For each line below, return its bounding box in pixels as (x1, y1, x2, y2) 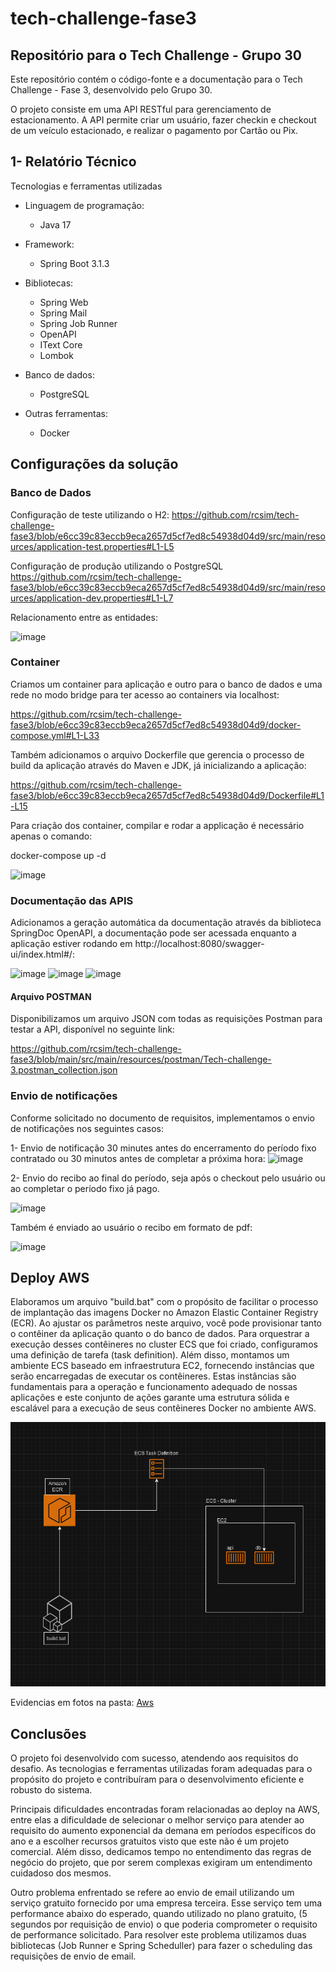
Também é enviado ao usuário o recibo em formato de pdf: (10, 1221, 253, 1233)
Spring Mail (39, 307, 88, 319)
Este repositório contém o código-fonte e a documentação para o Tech (10, 73, 303, 85)
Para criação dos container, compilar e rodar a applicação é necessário (10, 819, 305, 831)
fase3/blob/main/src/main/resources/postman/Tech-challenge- (10, 1053, 272, 1066)
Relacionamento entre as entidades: (10, 611, 158, 623)
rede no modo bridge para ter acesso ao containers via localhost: (10, 688, 280, 701)
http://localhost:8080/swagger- (134, 938, 265, 950)
